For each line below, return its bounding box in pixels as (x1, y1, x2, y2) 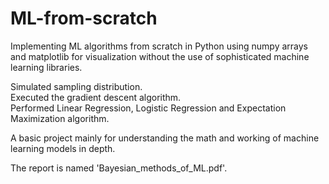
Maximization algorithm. (10, 112, 110, 124)
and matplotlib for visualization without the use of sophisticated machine (10, 50, 310, 62)
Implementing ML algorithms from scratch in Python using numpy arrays (10, 40, 308, 52)
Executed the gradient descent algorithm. (10, 91, 182, 103)
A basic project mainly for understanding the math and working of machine (10, 132, 320, 144)
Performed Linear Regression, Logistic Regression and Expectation (10, 102, 287, 114)
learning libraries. (10, 61, 83, 73)
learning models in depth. (10, 142, 116, 154)
